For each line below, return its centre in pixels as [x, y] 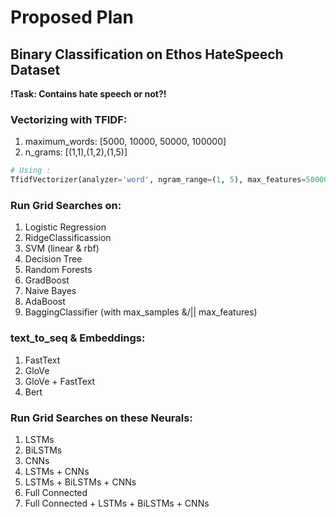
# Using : [31, 171]
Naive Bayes [50, 291]
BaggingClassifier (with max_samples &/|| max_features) [141, 312]
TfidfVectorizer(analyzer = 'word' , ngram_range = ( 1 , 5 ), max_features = [158, 180]
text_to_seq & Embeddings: [78, 338]
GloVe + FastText [60, 381]
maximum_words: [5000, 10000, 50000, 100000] [125, 142]
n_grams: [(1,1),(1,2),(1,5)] [76, 152]
